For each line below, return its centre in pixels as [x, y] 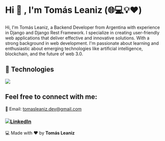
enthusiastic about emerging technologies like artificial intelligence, [74, 48]
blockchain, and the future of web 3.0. [44, 54]
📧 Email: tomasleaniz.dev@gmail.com [43, 109]
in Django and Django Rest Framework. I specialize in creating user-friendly [82, 32]
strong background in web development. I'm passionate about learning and [82, 43]
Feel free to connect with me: [51, 97]
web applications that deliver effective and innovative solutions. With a [78, 38]
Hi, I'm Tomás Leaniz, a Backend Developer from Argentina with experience [82, 27]
